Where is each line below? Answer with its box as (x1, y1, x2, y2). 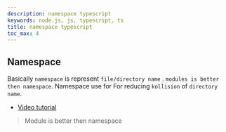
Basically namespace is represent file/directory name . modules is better (7, 74, 220, 83)
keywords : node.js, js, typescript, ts (7, 17, 124, 24)
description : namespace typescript (7, 10, 112, 18)
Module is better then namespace (24, 117, 122, 125)
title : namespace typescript (7, 23, 93, 30)
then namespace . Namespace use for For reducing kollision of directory (7, 82, 218, 91)
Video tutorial (17, 103, 57, 112)
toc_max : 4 (7, 29, 39, 37)
